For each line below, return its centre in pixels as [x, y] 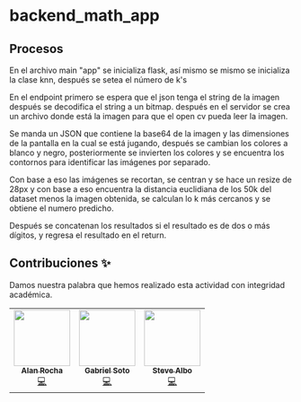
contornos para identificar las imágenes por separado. [110, 162]
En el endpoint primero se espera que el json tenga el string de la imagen [145, 97]
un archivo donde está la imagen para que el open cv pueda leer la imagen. [149, 116]
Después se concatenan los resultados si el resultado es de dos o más [140, 226]
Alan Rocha [42, 370]
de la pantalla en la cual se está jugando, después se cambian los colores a [149, 143]
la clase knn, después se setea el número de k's [98, 80]
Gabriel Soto [107, 370]
